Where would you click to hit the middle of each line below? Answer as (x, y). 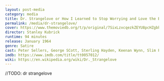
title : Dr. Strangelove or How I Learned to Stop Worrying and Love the (81, 19)
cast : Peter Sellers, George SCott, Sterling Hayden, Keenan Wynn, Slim (81, 50)
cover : (12, 28)
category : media (21, 14)
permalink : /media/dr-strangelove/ (41, 23)
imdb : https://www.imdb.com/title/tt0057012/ (52, 55)
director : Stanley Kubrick (32, 32)
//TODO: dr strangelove (29, 73)
